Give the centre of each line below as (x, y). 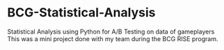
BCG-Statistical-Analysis (81, 13)
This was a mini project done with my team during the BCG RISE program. (113, 38)
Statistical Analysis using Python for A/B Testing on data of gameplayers (111, 32)
